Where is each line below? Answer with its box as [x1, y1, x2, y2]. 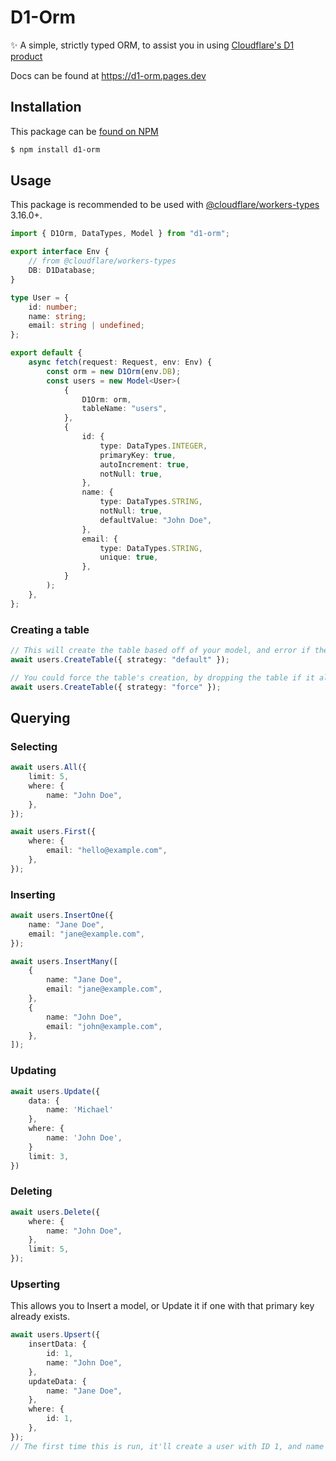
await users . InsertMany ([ [10, 956, 118, 966]
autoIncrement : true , [99, 459, 190, 470]
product [10, 50, 43, 62]
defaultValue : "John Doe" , [99, 515, 213, 525]
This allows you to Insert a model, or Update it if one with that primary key [10, 1300, 315, 1312]
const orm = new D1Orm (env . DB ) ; [46, 366, 182, 376]
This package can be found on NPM [10, 125, 159, 137]
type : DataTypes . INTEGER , [99, 441, 208, 451]
